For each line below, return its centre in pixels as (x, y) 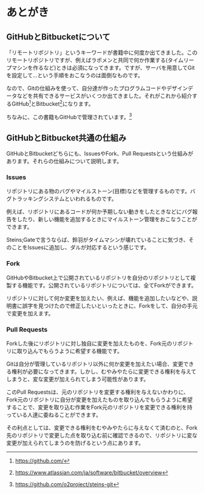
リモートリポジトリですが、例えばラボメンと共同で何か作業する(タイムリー (100, 60)
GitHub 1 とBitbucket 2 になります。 (51, 103)
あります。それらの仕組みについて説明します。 (64, 161)
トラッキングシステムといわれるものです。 (64, 199)
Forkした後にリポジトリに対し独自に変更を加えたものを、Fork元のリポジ (97, 343)
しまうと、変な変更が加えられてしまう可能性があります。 (78, 379)
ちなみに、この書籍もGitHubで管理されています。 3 (69, 116)
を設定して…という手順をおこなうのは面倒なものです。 (75, 75)
